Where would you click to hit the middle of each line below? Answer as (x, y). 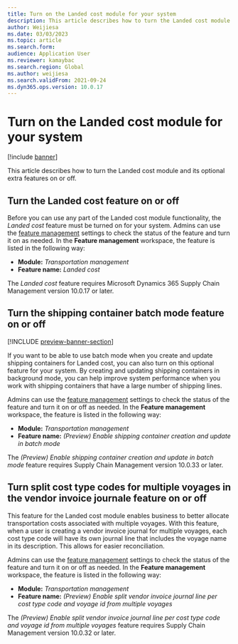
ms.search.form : (31, 47)
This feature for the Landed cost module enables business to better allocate (118, 515)
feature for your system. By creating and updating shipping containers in (114, 370)
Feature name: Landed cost (59, 269)
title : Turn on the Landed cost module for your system (92, 14)
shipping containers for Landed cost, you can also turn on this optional (111, 363)
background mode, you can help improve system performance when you (114, 378)
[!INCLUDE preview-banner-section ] (60, 341)
